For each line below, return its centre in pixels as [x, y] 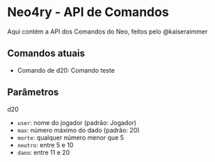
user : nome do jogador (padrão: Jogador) [77, 122]
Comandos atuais [46, 53]
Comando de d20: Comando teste [66, 70]
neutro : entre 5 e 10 [45, 145]
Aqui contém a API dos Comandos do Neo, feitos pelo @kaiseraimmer [107, 31]
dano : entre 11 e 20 [43, 152]
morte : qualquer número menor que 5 [70, 138]
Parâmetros [33, 93]
